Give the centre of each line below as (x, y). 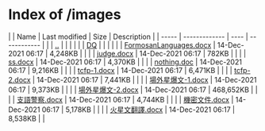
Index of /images (65, 15)
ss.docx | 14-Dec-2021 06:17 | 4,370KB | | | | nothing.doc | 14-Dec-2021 (125, 62)
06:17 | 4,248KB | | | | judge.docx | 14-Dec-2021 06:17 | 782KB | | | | (136, 53)
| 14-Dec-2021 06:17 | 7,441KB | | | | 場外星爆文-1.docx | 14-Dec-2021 (144, 79)
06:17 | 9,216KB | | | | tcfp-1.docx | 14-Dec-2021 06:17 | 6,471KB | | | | (120, 70)
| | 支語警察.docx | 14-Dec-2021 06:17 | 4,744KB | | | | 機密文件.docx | (121, 99)
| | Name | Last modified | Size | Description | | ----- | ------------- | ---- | (128, 37)
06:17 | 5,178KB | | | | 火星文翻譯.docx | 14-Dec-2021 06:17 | (138, 110)
